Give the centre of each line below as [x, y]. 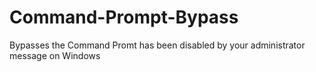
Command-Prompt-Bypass [124, 17]
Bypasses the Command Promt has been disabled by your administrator [157, 45]
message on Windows [55, 55]
